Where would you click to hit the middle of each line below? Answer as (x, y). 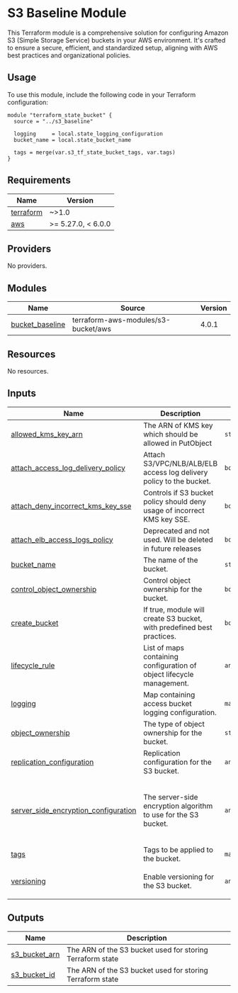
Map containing (169, 695)
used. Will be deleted (178, 539)
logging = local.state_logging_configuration (88, 134)
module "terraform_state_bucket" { (60, 115)
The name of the (170, 560)
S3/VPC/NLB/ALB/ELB (180, 464)
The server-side (170, 797)
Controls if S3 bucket (178, 493)
